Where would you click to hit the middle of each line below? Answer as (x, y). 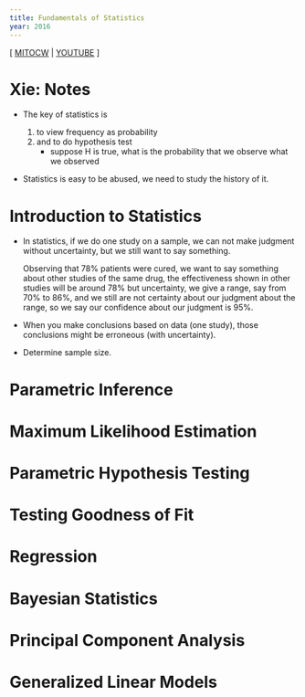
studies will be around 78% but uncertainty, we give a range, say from (154, 288)
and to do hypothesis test (84, 142)
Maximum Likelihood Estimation (133, 431)
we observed (75, 162)
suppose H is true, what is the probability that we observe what (169, 152)
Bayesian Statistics (84, 598)
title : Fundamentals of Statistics (77, 18)
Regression (53, 557)
